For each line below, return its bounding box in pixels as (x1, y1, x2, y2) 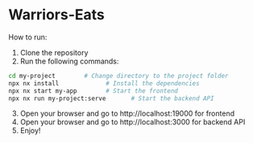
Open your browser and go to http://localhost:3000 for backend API (19, 117, 246, 127)
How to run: (8, 32, 48, 42)
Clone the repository (19, 47, 89, 57)
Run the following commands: (19, 56, 119, 66)
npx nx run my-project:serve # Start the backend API (8, 94, 215, 102)
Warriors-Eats (8, 6, 105, 24)
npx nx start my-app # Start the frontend (8, 87, 179, 95)
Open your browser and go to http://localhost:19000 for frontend (19, 108, 235, 118)
